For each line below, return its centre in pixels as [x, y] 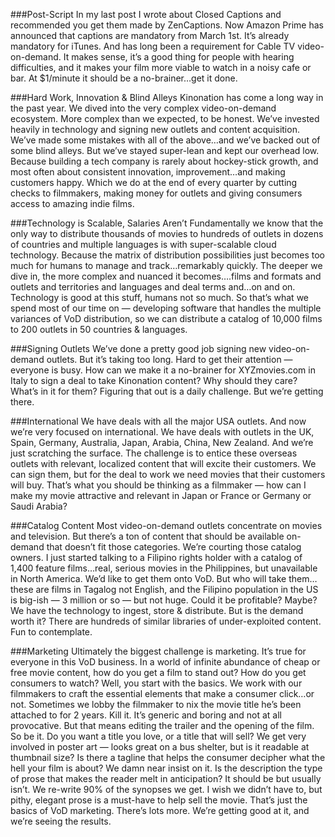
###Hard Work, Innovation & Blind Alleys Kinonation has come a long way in [167, 97]
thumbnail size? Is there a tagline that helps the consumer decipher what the [168, 757]
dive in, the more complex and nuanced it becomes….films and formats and [166, 276]
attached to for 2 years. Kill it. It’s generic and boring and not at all [146, 715]
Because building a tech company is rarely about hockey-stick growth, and [164, 161]
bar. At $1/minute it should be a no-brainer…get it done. [124, 78]
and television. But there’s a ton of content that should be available [147, 536]
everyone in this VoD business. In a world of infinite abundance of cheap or [165, 662]
